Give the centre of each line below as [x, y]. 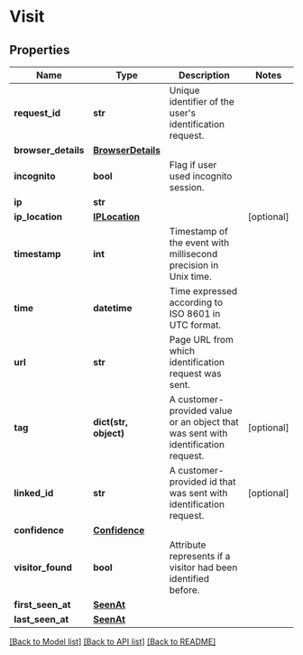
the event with [199, 243]
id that [222, 482]
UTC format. [195, 325]
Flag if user [193, 165]
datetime [113, 308]
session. [187, 187]
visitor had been [203, 567]
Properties [40, 50]
